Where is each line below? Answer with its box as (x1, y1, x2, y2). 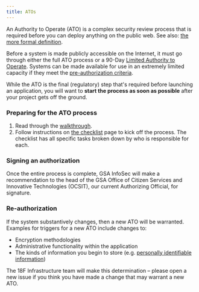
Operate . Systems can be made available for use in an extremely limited (6, 63, 185, 70)
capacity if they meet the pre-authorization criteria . (6, 69, 134, 76)
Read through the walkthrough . (14, 122, 92, 129)
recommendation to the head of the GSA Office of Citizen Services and (6, 176, 183, 184)
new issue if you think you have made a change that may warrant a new (6, 273, 185, 281)
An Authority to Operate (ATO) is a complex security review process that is (6, 25, 192, 33)
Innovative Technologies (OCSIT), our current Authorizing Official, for (6, 183, 178, 190)
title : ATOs (6, 8, 36, 15)
